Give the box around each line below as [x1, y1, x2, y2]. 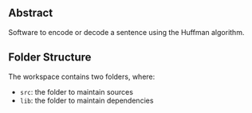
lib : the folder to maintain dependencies [19, 95, 154, 105]
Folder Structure [8, 51, 92, 64]
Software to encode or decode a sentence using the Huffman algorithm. [8, 27, 245, 37]
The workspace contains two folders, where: [8, 72, 156, 81]
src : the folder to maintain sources [19, 87, 134, 96]
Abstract [8, 6, 53, 20]
